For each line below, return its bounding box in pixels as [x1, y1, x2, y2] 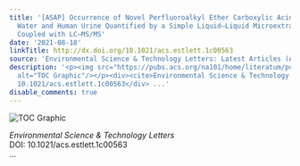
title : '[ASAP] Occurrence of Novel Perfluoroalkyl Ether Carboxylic [9, 12, 274, 22]
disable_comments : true [9, 87, 98, 96]
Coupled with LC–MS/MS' [17, 29, 105, 38]
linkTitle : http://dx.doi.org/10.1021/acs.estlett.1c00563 [9, 46, 234, 55]
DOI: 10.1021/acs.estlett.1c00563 [9, 139, 128, 150]
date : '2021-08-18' [9, 37, 82, 47]
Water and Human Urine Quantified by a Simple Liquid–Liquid [17, 21, 250, 30]
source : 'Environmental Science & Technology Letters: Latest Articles [9, 54, 281, 63]
